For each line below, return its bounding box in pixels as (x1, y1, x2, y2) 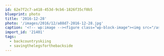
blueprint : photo (5, 12, 41, 17)
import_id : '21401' (5, 30, 45, 35)
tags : (5, 35, 16, 39)
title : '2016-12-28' (5, 16, 47, 21)
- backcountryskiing (9, 39, 51, 44)
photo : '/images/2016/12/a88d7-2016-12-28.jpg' (5, 20, 104, 26)
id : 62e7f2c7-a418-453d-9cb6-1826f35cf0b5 (5, 7, 93, 12)
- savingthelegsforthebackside (9, 43, 73, 48)
